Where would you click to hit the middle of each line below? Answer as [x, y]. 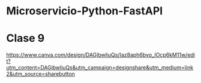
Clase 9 [25, 39]
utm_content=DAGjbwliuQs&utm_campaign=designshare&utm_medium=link [100, 67]
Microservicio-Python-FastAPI [85, 11]
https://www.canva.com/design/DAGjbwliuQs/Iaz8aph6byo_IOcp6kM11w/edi [101, 55]
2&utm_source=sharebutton [40, 74]
